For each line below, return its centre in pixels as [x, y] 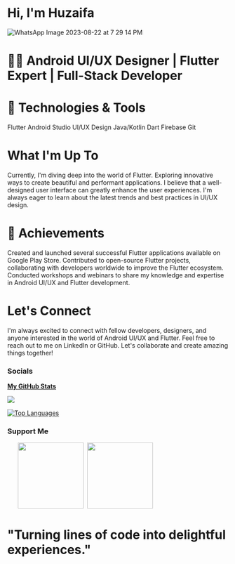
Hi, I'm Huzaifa [51, 13]
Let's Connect [49, 311]
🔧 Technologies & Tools [76, 108]
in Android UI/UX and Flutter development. [69, 282]
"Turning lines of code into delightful [116, 535]
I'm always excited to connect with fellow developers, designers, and [107, 330]
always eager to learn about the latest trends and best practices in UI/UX [113, 197]
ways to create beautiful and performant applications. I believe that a [107, 183]
